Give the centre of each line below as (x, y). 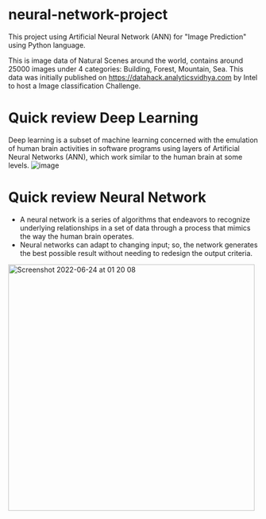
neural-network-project (88, 15)
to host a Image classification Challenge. (75, 86)
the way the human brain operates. (77, 236)
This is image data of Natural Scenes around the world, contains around (126, 60)
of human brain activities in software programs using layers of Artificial (124, 148)
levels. (19, 165)
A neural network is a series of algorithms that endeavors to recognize (135, 219)
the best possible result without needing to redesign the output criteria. (136, 253)
